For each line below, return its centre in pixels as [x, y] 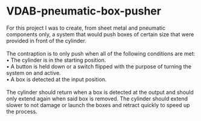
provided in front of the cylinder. [46, 41]
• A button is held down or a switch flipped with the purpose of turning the [99, 66]
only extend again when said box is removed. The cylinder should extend [97, 99]
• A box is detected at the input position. [56, 79]
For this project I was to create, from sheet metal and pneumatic [86, 28]
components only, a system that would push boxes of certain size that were [100, 34]
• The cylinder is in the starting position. [56, 60]
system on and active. [34, 73]
